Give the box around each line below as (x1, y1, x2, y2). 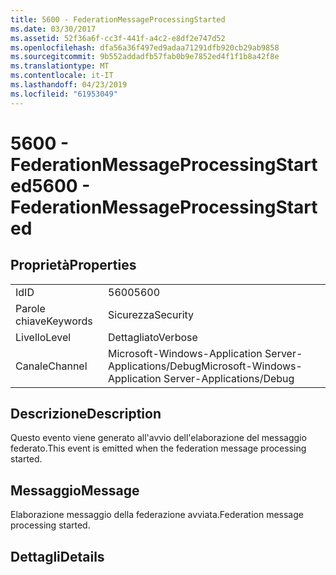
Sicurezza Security (108, 307, 195, 321)
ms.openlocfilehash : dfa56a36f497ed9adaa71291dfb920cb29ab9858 (10, 42, 280, 53)
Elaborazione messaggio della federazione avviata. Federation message (10, 509, 304, 521)
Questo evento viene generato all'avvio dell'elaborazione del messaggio (10, 432, 307, 444)
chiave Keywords (15, 314, 93, 328)
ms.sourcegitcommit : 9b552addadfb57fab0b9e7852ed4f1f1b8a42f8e (10, 52, 280, 62)
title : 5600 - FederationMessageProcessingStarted (10, 14, 226, 25)
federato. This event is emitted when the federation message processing (10, 442, 307, 455)
